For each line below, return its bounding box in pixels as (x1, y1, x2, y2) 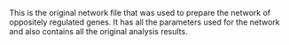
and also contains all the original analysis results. (9, 26, 188, 36)
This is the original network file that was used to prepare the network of (9, 8, 271, 18)
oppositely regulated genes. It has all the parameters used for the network (9, 17, 281, 27)
